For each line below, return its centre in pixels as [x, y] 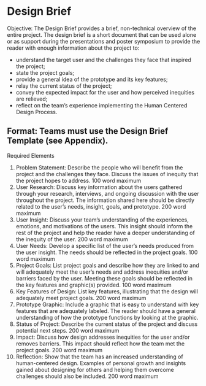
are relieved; [32, 99]
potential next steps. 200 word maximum [67, 330]
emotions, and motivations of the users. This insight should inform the [104, 226]
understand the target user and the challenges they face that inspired [104, 60]
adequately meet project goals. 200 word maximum [81, 298]
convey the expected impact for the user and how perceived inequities [105, 92]
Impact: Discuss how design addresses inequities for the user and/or [103, 337]
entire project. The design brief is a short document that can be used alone [102, 34]
